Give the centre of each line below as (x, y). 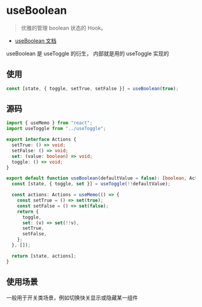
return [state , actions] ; (44, 256)
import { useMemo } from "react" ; (50, 123)
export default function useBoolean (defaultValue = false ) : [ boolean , (96, 178)
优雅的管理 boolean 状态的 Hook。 (63, 28)
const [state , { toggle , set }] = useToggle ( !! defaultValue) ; (91, 184)
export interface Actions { (41, 140)
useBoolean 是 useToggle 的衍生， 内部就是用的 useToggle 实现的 (88, 53)
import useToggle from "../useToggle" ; (56, 129)
